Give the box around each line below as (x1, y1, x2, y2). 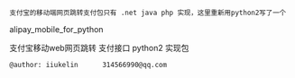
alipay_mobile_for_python (9, 24, 104, 34)
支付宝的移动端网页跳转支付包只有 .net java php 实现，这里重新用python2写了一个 (9, 8, 287, 17)
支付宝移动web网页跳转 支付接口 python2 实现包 (9, 43, 189, 53)
